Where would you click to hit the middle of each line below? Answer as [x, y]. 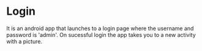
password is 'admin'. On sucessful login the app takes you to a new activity [101, 34]
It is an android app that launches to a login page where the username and [100, 28]
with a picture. [24, 41]
